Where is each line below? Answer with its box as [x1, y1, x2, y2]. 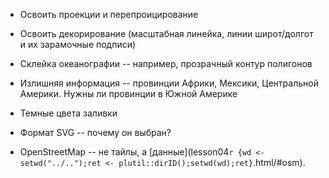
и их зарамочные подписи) [19, 39, 137, 50]
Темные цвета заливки [19, 107, 118, 119]
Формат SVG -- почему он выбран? [19, 127, 172, 138]
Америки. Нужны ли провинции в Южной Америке [19, 88, 238, 99]
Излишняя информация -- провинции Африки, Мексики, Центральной [19, 77, 319, 89]
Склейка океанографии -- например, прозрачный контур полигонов [19, 58, 313, 69]
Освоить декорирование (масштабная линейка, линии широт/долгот [19, 28, 314, 39]
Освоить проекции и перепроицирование [19, 9, 199, 20]
